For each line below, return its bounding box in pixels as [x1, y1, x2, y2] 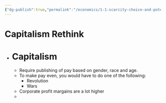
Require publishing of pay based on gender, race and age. [19, 67, 138, 73]
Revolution [26, 77, 49, 84]
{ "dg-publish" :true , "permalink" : [4, 7, 74, 12]
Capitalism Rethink [4, 28, 84, 39]
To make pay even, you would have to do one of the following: [19, 72, 146, 78]
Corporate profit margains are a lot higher [19, 88, 105, 94]
